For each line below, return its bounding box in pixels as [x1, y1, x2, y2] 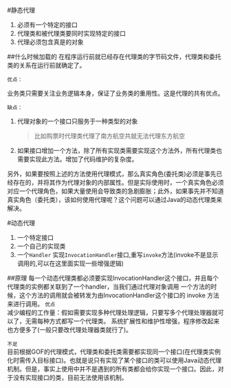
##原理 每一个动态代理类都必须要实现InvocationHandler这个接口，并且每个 [7, 274, 219, 282]
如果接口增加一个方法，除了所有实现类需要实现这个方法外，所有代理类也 [16, 147, 222, 154]
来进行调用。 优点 [7, 300, 56, 308]
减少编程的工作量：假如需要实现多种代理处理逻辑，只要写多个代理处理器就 [7, 309, 218, 316]
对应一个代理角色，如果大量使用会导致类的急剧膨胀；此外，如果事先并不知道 [7, 187, 224, 195]
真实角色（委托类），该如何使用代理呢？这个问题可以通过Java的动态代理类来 [7, 196, 223, 203]
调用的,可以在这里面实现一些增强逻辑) [16, 259, 124, 267]
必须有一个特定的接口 [16, 21, 78, 29]
